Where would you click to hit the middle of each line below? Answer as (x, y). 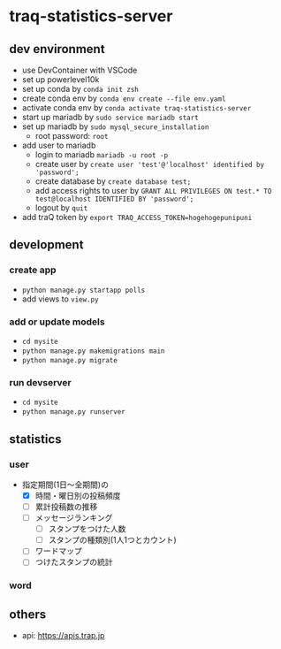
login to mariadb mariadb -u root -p (102, 155)
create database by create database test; (113, 181)
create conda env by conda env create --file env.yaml (124, 98)
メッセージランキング (74, 518)
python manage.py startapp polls (84, 290)
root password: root (72, 136)
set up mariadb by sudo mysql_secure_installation (115, 126)
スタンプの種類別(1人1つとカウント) (112, 540)
